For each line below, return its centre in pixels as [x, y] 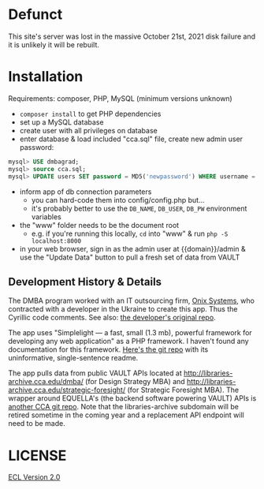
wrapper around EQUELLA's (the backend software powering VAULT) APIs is [132, 398]
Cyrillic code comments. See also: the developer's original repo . [112, 318]
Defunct [35, 15]
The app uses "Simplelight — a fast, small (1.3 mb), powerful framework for [130, 333]
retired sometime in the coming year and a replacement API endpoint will [126, 415]
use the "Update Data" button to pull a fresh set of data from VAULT [130, 257]
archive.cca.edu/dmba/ [46, 382]
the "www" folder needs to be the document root [99, 225]
